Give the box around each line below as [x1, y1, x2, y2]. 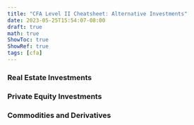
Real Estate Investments [7, 72, 92, 82]
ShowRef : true [7, 43, 49, 50]
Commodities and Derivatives [7, 110, 111, 120]
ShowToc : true [7, 37, 49, 44]
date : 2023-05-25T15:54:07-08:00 [7, 17, 106, 24]
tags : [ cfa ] [7, 50, 42, 57]
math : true [7, 29, 40, 37]
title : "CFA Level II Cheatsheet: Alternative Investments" [7, 10, 188, 18]
